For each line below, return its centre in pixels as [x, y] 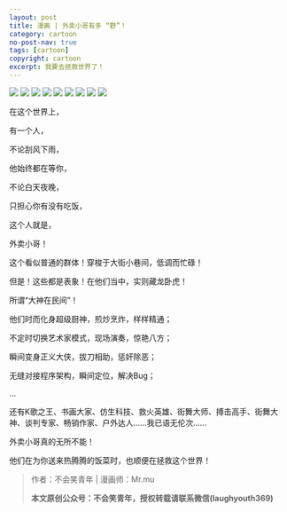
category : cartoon [43, 34]
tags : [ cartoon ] [39, 51]
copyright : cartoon [45, 59]
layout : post [33, 17]
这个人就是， [32, 224]
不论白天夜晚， [36, 186]
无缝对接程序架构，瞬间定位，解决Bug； [83, 375]
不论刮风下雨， [36, 149]
